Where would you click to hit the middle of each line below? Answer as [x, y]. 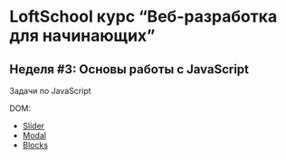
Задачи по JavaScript [51, 91]
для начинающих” [82, 36]
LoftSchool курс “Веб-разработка [143, 17]
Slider [33, 126]
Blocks [35, 145]
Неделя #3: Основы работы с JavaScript [129, 69]
